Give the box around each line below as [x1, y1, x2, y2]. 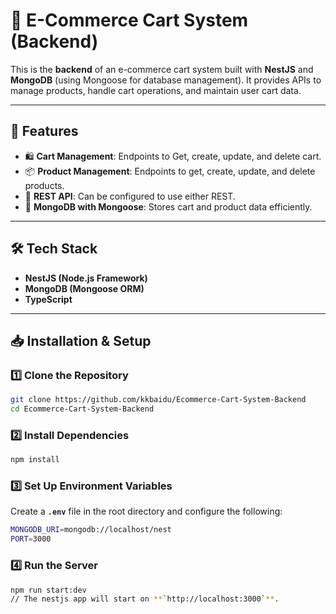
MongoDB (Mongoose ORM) [24, 282, 145, 294]
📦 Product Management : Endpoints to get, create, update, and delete [24, 165, 316, 177]
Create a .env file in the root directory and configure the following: [10, 505, 283, 518]
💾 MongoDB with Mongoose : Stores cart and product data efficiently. [24, 200, 313, 213]
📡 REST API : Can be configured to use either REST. [24, 190, 236, 202]
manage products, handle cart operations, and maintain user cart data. [10, 84, 302, 96]
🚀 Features [10, 123, 79, 140]
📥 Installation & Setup [10, 332, 152, 349]
